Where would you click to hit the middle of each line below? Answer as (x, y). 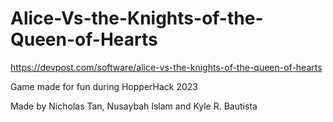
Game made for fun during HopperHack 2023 (104, 86)
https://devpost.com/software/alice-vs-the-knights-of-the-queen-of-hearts (166, 67)
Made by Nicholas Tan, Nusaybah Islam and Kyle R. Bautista (134, 106)
